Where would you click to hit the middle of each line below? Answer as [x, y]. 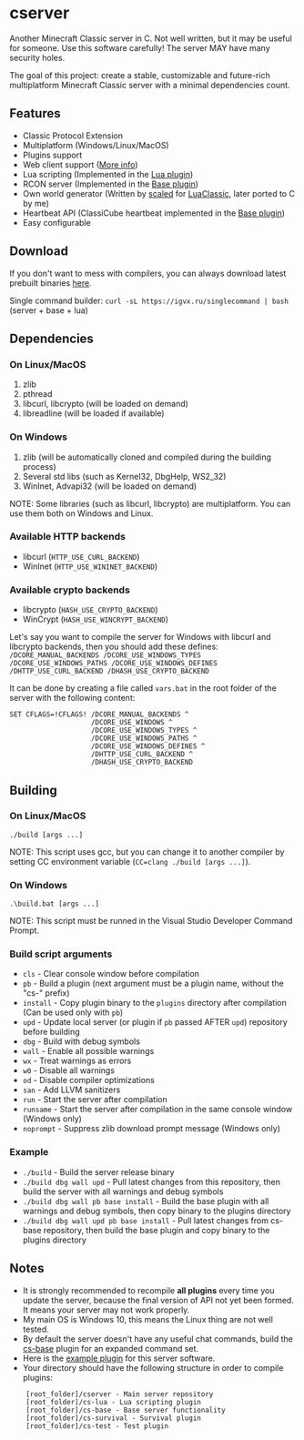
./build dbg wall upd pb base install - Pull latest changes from [145, 1220]
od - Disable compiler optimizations [88, 1080]
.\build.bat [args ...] [55, 904]
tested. [36, 1329]
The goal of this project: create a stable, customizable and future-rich [140, 75]
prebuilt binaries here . [51, 283]
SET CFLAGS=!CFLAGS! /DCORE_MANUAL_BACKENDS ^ [99, 715]
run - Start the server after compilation [95, 1100]
